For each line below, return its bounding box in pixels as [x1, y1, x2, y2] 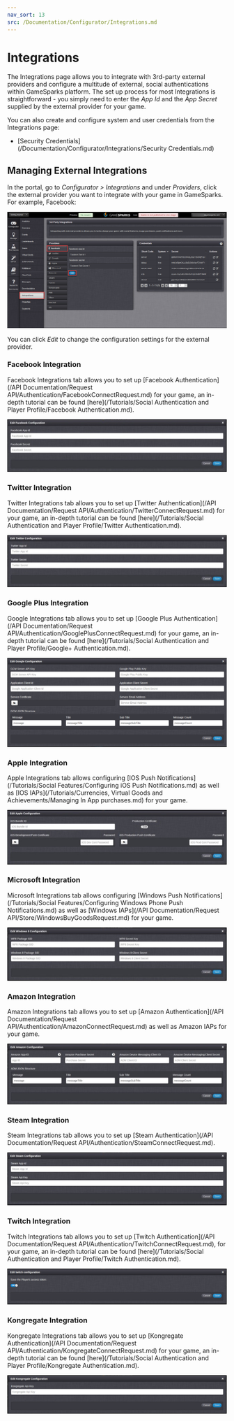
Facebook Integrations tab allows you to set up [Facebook [7, 375, 174, 384]
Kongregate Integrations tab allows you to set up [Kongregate [7, 1332, 184, 1340]
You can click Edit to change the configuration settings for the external [7, 335, 210, 343]
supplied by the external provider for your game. [7, 102, 146, 111]
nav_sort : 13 [7, 11, 45, 18]
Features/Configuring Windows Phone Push [57, 898, 183, 907]
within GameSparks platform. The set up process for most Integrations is [7, 87, 216, 96]
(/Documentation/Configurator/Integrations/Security [17, 144, 167, 153]
